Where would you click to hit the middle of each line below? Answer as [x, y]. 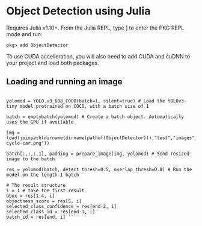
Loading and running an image [64, 82]
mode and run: [24, 34]
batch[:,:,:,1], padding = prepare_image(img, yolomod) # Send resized [98, 154]
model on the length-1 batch [43, 175]
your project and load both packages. [53, 63]
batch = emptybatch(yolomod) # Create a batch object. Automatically [95, 117]
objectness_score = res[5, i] [44, 201]
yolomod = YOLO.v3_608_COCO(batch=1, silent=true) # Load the [86, 101]
